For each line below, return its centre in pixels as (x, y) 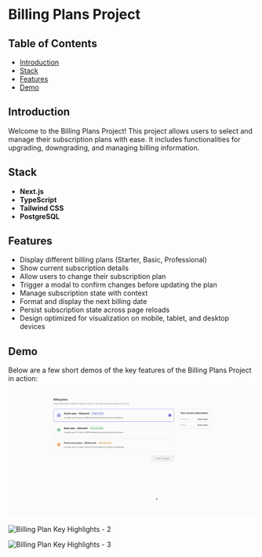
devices (32, 327)
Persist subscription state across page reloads (95, 310)
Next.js (32, 191)
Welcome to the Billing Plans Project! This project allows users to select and (131, 130)
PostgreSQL (40, 216)
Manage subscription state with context (84, 293)
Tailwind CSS (42, 208)
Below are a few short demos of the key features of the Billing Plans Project (130, 370)
